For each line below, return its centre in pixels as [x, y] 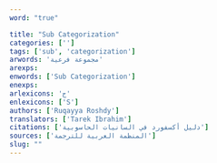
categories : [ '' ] [42, 43]
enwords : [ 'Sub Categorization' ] [73, 77]
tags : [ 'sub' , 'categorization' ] [73, 51]
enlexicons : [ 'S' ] [44, 102]
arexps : [24, 68]
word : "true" [34, 18]
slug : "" [26, 145]
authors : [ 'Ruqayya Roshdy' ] [64, 110]
